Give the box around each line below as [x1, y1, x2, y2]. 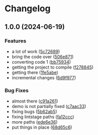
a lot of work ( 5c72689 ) [11, 48, 60, 54]
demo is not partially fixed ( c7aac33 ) [11, 103, 87, 109]
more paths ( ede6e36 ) [11, 119, 58, 125]
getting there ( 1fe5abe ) [11, 69, 59, 75]
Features [4, 37, 27, 44]
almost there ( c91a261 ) [11, 98, 58, 104]
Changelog [4, 3, 51, 14]
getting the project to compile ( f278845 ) [11, 64, 94, 70]
